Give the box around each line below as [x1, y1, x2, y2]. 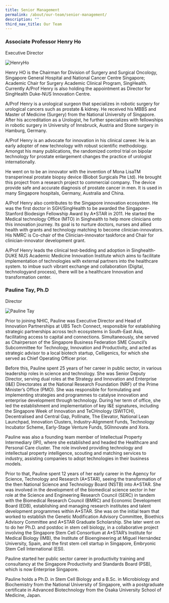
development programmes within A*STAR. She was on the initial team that [5, 508, 160, 514]
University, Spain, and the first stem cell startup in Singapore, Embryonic [5, 540, 156, 546]
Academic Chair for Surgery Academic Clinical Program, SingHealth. [5, 80, 148, 86]
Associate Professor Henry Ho [5, 38, 82, 45]
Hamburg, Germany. [5, 127, 47, 133]
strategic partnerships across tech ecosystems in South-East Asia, [5, 328, 144, 334]
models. [5, 460, 22, 467]
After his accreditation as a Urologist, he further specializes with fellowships [5, 117, 163, 123]
